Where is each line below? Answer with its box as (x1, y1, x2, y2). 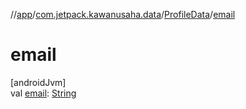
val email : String (10, 87, 77, 99)
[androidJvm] (10, 76, 67, 88)
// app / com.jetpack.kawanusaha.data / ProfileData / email (10, 9, 236, 20)
